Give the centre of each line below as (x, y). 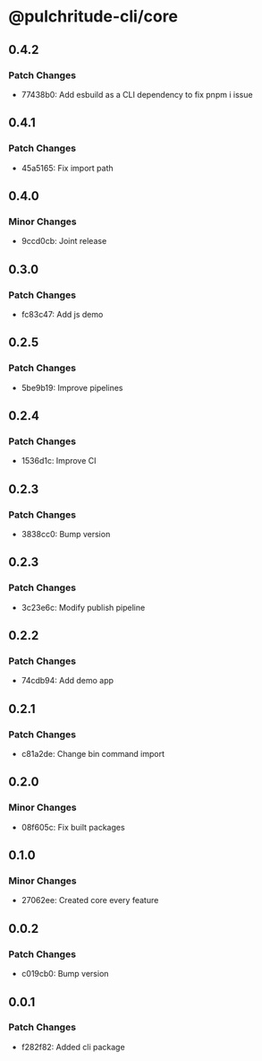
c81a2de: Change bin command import (93, 754)
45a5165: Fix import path (67, 168)
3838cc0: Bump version (66, 534)
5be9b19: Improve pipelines (72, 387)
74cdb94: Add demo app (67, 681)
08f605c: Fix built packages (73, 827)
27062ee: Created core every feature (90, 900)
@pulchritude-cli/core (93, 17)
